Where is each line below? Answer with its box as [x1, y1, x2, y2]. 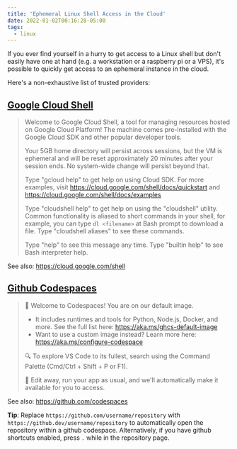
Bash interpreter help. [24, 248, 88, 257]
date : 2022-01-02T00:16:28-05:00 [7, 17, 106, 24]
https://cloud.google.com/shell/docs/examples [24, 191, 161, 199]
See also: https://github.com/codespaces [7, 397, 128, 405]
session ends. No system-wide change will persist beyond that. [24, 162, 210, 170]
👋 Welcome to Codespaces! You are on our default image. [24, 301, 194, 309]
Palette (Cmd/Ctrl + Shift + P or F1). [24, 362, 128, 370]
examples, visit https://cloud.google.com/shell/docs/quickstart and [24, 183, 221, 192]
